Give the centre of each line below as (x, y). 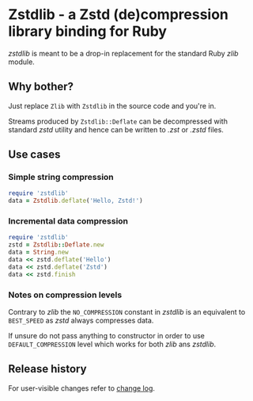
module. (22, 62)
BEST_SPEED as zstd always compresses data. (81, 321)
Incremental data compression (68, 221)
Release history (47, 369)
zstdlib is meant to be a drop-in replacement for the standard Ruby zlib (123, 53)
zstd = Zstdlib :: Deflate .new (56, 245)
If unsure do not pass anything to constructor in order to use (107, 336)
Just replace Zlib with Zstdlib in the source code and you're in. (112, 105)
